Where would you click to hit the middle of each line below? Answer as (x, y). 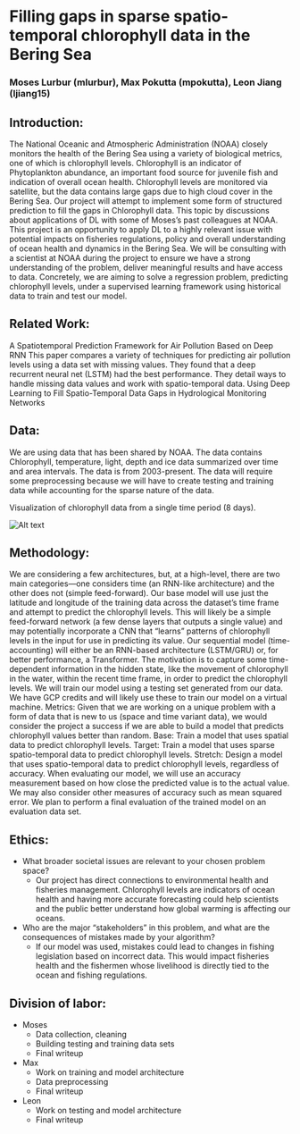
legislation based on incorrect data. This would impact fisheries (152, 956)
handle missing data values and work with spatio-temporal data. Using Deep (150, 383)
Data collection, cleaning (81, 1034)
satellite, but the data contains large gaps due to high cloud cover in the (141, 191)
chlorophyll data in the (166, 35)
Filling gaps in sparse (90, 17)
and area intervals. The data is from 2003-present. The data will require (141, 471)
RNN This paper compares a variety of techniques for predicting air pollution (150, 355)
